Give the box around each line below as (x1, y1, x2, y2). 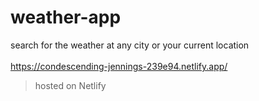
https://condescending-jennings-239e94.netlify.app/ (10, 60, 228, 72)
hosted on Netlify (34, 79, 107, 91)
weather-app (10, 6, 122, 29)
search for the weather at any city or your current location (10, 39, 250, 51)
